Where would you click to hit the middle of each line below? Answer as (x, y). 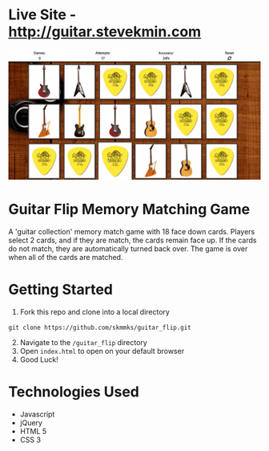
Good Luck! (39, 360)
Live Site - (42, 15)
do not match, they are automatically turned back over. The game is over (128, 249)
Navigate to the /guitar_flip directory (84, 342)
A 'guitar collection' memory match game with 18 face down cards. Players (132, 232)
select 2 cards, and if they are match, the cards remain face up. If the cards (132, 240)
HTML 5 (33, 431)
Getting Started (61, 290)
